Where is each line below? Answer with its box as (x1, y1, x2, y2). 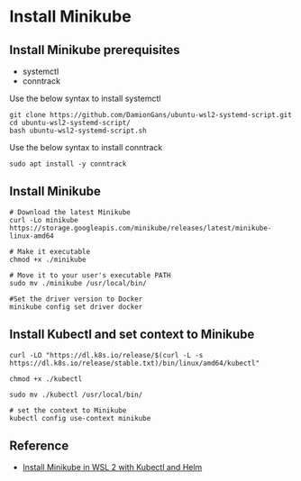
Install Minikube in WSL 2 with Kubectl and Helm (22, 462, 203, 473)
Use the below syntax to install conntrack (9, 142, 163, 152)
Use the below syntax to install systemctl (9, 93, 161, 104)
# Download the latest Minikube (9, 207, 131, 217)
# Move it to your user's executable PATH (9, 270, 171, 280)
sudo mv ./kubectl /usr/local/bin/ (9, 390, 143, 399)
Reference (9, 439, 69, 454)
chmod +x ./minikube (9, 255, 87, 264)
